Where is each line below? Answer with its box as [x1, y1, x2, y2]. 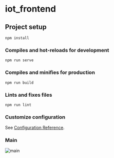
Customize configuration [5, 113, 66, 120]
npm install [5, 35, 29, 40]
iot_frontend [5, 3, 56, 15]
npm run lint [5, 102, 32, 107]
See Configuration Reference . [5, 125, 65, 131]
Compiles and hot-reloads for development [5, 47, 110, 53]
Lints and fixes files [5, 91, 53, 98]
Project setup [5, 23, 47, 31]
